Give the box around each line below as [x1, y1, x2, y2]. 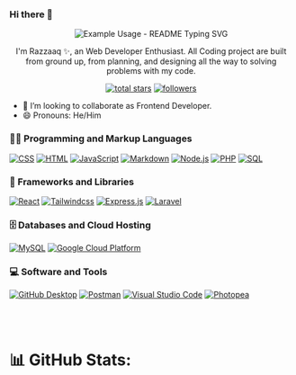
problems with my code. [106, 66, 196, 76]
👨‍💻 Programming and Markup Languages [9, 132, 193, 145]
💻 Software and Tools [9, 265, 108, 278]
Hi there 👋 [9, 8, 54, 21]
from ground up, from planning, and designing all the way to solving [25, 56, 277, 67]
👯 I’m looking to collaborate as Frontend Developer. [22, 101, 212, 112]
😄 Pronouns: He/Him [22, 110, 102, 121]
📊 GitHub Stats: [9, 350, 132, 370]
